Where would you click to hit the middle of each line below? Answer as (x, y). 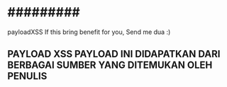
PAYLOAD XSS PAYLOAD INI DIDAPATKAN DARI (114, 54)
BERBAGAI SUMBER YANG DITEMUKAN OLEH (110, 65)
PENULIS (27, 76)
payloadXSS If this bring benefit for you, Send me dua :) (89, 32)
